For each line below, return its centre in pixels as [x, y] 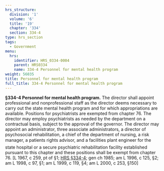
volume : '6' [22, 19]
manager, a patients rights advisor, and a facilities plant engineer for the [78, 140]
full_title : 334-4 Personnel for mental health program [64, 83]
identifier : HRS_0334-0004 [42, 60]
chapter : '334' [25, 28]
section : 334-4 [25, 33]
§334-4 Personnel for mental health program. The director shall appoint [80, 98]
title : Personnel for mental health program [52, 79]
